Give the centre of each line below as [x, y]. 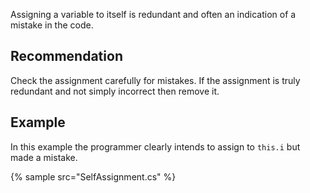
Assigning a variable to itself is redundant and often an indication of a [153, 14]
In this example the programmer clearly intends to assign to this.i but [155, 146]
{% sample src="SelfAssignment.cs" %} [93, 176]
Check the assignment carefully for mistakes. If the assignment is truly [155, 80]
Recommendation [66, 56]
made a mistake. [44, 157]
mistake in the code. [52, 25]
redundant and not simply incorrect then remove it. [115, 91]
